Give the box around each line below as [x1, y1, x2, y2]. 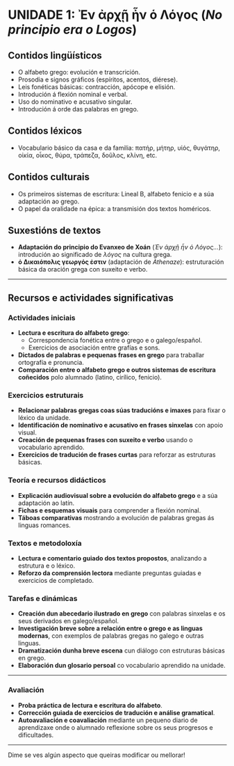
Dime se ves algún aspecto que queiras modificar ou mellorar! [8, 751, 186, 759]
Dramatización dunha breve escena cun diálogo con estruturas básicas [17, 646, 225, 655]
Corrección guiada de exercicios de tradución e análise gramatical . [17, 708, 215, 717]
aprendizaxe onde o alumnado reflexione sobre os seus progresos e [17, 723, 214, 731]
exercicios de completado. [17, 577, 94, 585]
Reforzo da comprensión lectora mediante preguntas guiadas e [17, 569, 202, 577]
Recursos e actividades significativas [8, 292, 174, 304]
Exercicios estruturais [8, 391, 84, 400]
